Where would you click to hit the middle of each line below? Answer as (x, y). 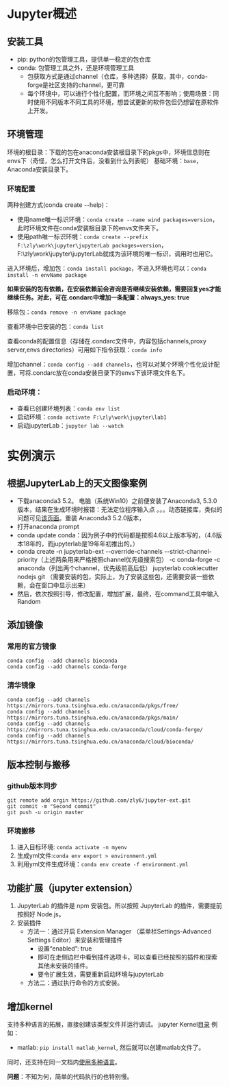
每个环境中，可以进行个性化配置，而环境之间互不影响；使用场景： (120, 94)
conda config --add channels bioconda (62, 661)
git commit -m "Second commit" (52, 807)
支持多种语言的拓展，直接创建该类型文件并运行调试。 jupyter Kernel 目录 (109, 1024)
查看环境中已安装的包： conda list (55, 327)
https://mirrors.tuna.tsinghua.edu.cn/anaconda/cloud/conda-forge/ (105, 730)
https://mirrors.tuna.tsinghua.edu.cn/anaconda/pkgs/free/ (93, 706)
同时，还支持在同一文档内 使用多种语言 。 (64, 1062)
